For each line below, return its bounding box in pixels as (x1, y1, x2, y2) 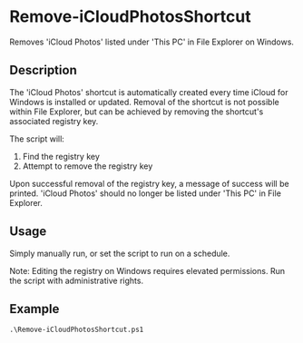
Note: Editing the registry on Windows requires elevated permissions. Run (9, 265, 286, 276)
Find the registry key (22, 151, 100, 162)
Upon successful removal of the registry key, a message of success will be (9, 178, 289, 189)
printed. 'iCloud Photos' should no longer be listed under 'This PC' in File (9, 188, 281, 199)
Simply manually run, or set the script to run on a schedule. (9, 248, 230, 259)
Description (9, 63, 77, 78)
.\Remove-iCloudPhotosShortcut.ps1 (9, 325, 144, 335)
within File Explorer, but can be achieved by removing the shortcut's (9, 106, 264, 117)
